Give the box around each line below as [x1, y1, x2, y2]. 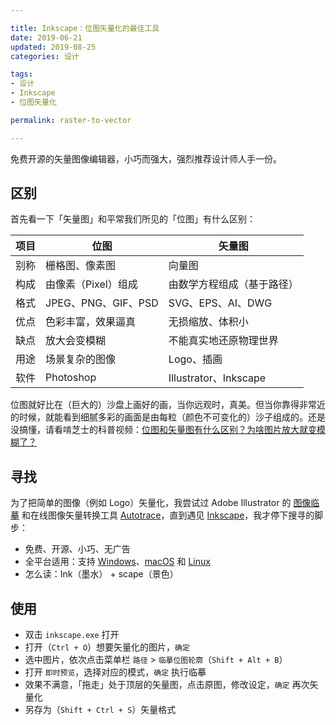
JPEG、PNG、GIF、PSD [45, 296, 159, 310]
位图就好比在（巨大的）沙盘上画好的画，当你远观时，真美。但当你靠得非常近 [10, 399, 326, 411]
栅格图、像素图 [45, 259, 117, 273]
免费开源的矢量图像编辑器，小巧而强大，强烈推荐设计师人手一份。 [10, 152, 282, 165]
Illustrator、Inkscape [168, 371, 267, 385]
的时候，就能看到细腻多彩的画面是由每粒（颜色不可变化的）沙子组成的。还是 [10, 411, 326, 423]
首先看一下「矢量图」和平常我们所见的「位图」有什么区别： [10, 213, 256, 225]
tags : [10, 69, 33, 80]
